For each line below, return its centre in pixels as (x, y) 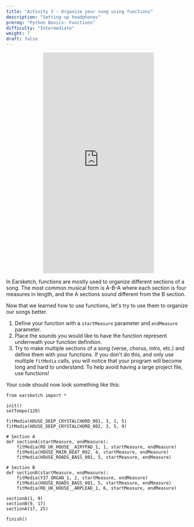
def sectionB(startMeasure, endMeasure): (57, 473)
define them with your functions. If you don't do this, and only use (94, 354)
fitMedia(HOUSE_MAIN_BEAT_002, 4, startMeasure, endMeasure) (93, 452)
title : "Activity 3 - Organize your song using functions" (80, 11)
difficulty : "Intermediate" (40, 28)
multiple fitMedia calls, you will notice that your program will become (98, 361)
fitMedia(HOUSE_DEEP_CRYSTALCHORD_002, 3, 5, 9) (67, 426)
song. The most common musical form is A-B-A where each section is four (96, 288)
